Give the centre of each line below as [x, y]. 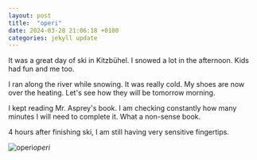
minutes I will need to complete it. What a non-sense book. [105, 117]
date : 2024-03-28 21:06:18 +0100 [64, 30]
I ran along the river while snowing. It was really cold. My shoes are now [127, 84]
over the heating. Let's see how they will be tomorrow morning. [112, 93]
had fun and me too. [41, 69]
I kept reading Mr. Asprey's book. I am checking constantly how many [123, 108]
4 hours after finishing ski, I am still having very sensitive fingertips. [119, 132]
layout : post [30, 16]
